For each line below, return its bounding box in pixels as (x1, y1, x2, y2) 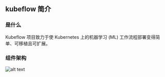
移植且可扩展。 (18, 40, 50, 46)
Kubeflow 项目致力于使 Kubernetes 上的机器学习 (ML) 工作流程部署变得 (5, 34, 156, 40)
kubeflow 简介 (5, 5, 51, 14)
